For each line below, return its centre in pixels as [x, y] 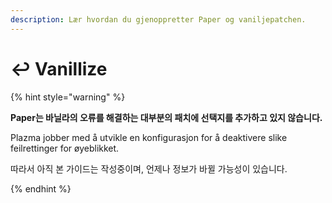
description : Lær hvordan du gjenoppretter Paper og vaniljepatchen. [158, 19]
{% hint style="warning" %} [68, 97]
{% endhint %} [41, 188]
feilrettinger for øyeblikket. [65, 148]
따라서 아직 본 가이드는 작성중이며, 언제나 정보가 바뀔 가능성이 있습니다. [149, 168]
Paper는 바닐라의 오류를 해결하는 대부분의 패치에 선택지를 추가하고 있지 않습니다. [166, 117]
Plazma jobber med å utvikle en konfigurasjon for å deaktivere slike [149, 137]
